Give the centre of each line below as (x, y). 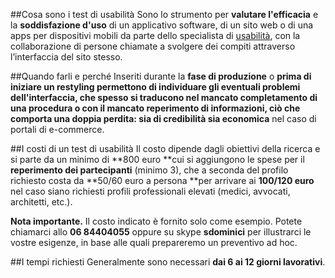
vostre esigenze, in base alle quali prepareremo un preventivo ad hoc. (154, 242)
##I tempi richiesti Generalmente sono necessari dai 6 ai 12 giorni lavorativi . (168, 262)
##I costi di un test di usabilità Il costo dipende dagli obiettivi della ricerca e (165, 148)
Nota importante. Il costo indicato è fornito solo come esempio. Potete (156, 221)
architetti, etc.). (41, 202)
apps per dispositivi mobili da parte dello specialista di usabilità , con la (155, 35)
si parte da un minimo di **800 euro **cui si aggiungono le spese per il (157, 159)
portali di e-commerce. (57, 129)
